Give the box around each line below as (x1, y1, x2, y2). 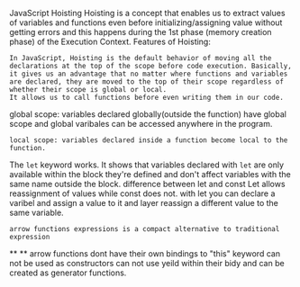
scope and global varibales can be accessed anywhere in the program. (9, 119, 273, 129)
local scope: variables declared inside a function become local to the (9, 136, 288, 145)
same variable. (9, 207, 65, 218)
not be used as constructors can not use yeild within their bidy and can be (9, 258, 286, 268)
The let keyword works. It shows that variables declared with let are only (9, 159, 285, 170)
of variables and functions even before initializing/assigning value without (9, 17, 283, 28)
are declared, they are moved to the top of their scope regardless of (9, 77, 284, 86)
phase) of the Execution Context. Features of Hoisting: (9, 36, 212, 47)
